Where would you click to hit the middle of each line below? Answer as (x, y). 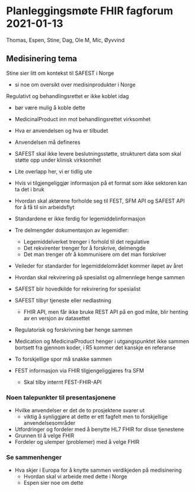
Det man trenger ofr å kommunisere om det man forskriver (95, 254)
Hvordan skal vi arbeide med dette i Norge (75, 477)
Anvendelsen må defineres (47, 142)
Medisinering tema (42, 59)
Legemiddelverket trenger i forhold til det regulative (87, 241)
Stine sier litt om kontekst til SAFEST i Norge (60, 73)
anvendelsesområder (49, 423)
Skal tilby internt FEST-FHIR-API (63, 382)
